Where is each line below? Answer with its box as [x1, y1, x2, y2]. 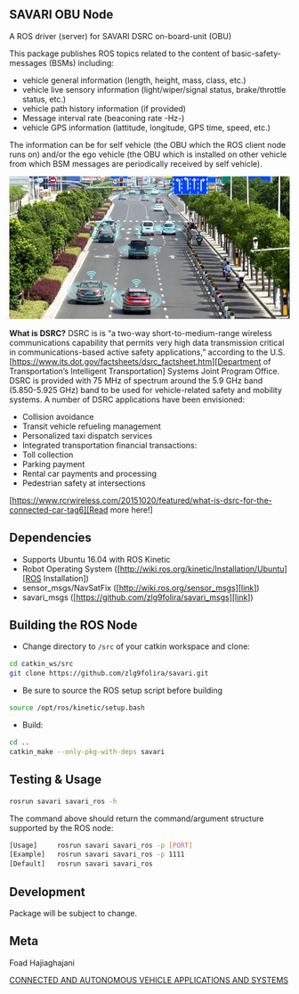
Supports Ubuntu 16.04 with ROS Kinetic [21, 554, 171, 564]
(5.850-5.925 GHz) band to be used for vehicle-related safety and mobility [9, 384, 283, 395]
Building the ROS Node [9, 618, 138, 633]
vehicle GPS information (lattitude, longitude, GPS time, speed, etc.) [21, 122, 271, 133]
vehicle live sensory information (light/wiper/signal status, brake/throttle [21, 84, 287, 94]
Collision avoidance [21, 411, 94, 422]
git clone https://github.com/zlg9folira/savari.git [9, 669, 209, 678]
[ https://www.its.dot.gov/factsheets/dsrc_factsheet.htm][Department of [9, 356, 271, 366]
